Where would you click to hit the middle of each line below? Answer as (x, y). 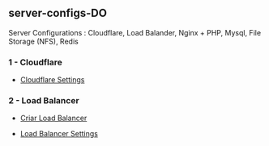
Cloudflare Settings (52, 80)
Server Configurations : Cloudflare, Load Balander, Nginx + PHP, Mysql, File (135, 32)
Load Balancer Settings (59, 134)
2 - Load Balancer (44, 101)
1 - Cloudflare (35, 62)
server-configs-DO (58, 13)
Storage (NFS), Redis (43, 41)
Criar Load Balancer (53, 118)
